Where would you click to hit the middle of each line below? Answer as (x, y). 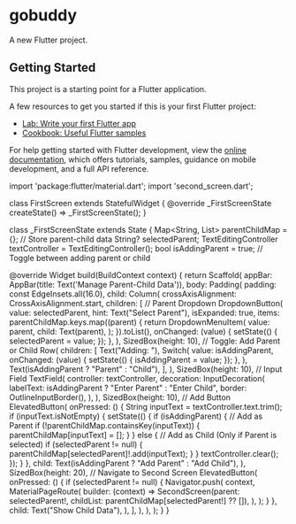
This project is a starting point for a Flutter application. (108, 89)
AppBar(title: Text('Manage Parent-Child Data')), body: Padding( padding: (143, 284)
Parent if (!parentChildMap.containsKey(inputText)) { (105, 425)
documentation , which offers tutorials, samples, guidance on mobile (133, 159)
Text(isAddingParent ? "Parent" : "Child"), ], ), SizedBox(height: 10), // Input (146, 369)
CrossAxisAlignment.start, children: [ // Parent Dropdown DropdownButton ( (146, 303)
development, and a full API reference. (79, 168)
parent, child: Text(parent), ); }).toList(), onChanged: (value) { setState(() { (144, 331)
